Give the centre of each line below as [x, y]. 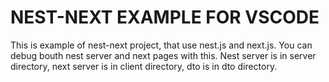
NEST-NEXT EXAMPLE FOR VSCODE [165, 17]
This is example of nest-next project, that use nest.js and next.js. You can [161, 45]
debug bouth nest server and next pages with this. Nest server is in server [163, 55]
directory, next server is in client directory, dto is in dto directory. [144, 66]
